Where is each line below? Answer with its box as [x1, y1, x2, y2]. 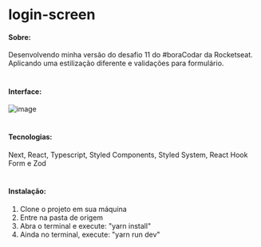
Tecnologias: [8, 132, 53, 142]
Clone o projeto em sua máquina [19, 204, 128, 214]
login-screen [8, 6, 96, 24]
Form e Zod [8, 158, 46, 168]
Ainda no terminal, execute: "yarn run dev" [19, 229, 161, 239]
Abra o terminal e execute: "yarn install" [19, 221, 152, 230]
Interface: [8, 86, 42, 96]
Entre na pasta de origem [19, 213, 104, 222]
